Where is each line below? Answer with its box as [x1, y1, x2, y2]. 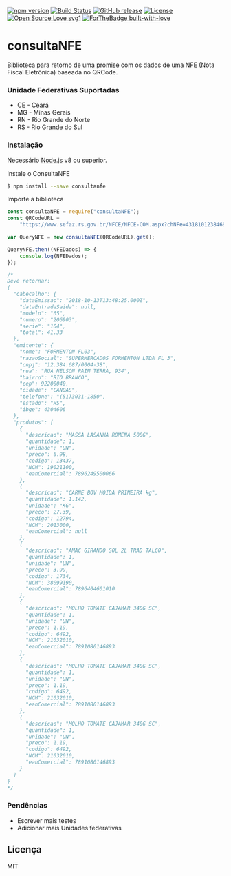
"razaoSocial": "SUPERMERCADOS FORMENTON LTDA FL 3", [19, 355, 177, 361]
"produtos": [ [13, 419, 54, 426]
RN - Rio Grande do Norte [16, 116, 91, 124]
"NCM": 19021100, [25, 464, 76, 470]
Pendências [7, 801, 48, 810]
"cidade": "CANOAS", [19, 387, 78, 394]
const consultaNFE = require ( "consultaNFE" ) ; [7, 208, 140, 215]
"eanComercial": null [25, 528, 88, 535]
